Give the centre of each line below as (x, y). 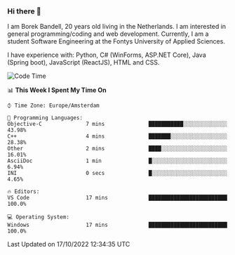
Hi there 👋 (25, 11)
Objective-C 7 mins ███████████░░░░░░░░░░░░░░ (117, 124)
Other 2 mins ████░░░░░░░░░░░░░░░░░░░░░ (117, 149)
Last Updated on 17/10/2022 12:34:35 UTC (69, 244)
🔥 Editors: (23, 192)
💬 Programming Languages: (45, 118)
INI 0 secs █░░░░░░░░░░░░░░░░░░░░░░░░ (117, 174)
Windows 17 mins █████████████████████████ (117, 225)
